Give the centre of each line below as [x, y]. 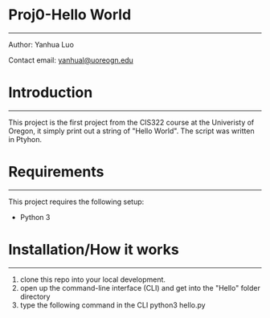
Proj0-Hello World [70, 15]
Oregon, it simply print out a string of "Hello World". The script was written [131, 131]
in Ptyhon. [25, 139]
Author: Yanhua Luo [41, 44]
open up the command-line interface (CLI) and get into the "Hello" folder [140, 287]
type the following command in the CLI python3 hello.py [113, 305]
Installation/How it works [94, 250]
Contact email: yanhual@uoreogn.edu [71, 60]
